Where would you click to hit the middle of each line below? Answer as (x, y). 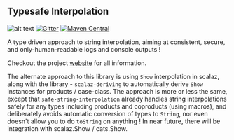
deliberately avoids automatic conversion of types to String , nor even (108, 113)
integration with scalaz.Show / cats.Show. (68, 128)
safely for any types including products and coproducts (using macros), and (117, 106)
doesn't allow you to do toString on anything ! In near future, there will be (114, 121)
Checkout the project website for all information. (77, 63)
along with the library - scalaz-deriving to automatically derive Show (105, 84)
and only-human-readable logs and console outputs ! (84, 49)
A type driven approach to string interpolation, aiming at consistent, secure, (116, 42)
